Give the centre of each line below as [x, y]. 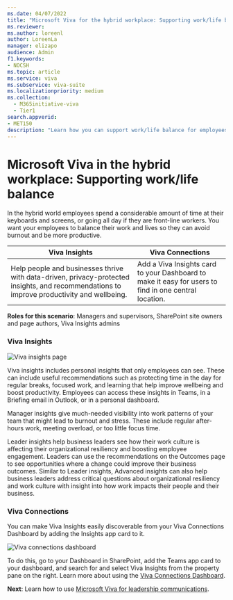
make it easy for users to [178, 282]
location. [152, 299]
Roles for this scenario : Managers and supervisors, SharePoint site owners [115, 316]
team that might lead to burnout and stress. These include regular [101, 421]
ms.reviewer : [26, 26]
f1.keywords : [26, 59]
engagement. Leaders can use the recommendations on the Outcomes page [116, 456]
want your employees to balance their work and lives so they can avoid [109, 228]
